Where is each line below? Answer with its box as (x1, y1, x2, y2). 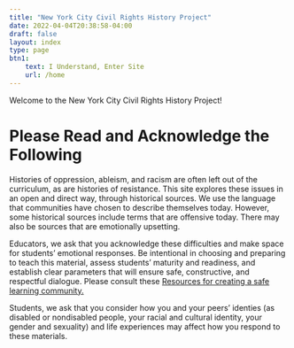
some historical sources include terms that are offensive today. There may (9, 212, 281, 222)
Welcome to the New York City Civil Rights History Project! (9, 95, 223, 105)
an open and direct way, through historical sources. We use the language (9, 192, 276, 204)
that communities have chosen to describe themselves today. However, (9, 202, 270, 213)
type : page (9, 46, 50, 55)
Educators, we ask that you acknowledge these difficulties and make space (9, 238, 284, 249)
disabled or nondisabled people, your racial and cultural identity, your (9, 312, 263, 322)
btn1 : (9, 54, 29, 63)
